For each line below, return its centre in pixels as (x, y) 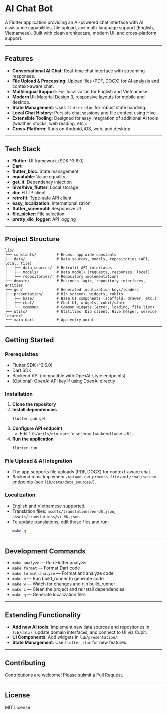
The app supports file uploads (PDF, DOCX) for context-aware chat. (82, 472)
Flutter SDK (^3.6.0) (33, 365)
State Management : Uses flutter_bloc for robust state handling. (79, 107)
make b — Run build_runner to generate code (58, 579)
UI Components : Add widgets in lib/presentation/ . (66, 637)
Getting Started (30, 340)
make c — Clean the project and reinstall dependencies (68, 589)
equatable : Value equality (39, 176)
